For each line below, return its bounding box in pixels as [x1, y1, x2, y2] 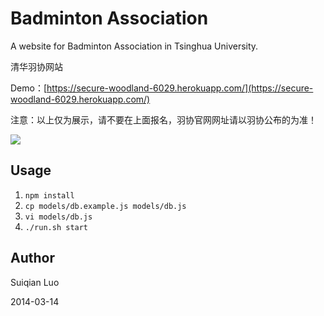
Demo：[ [10, 82, 48, 94]
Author [10, 250, 55, 267]
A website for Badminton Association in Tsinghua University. [10, 40, 259, 52]
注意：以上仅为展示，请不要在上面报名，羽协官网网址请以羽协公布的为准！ [10, 113, 317, 126]
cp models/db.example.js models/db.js [24, 201, 187, 211]
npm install [24, 190, 75, 201]
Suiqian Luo [10, 276, 60, 288]
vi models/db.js [24, 212, 93, 222]
